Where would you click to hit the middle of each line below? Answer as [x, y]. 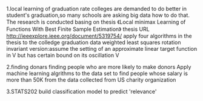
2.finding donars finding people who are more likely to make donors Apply [99, 67]
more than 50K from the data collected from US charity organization [91, 80]
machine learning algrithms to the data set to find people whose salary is [97, 73]
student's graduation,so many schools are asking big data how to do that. [98, 15]
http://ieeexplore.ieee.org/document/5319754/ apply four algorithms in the [99, 36]
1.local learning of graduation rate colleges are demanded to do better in [96, 9]
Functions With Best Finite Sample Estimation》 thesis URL [78, 29]
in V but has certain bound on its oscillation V [63, 55]
